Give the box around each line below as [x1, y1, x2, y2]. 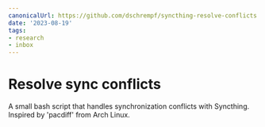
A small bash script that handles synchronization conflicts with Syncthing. [8, 102, 250, 111]
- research [8, 33, 44, 42]
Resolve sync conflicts [8, 75, 161, 94]
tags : [8, 26, 26, 34]
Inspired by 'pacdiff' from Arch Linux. [8, 110, 131, 120]
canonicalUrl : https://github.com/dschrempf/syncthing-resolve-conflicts [8, 11, 258, 20]
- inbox [8, 41, 34, 49]
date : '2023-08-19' [8, 19, 73, 27]
